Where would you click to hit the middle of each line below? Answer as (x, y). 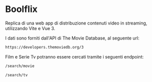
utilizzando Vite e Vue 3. (30, 28)
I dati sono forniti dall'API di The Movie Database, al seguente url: (72, 38)
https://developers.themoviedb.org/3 (44, 47)
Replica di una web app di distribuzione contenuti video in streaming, (76, 23)
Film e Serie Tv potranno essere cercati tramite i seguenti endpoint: (74, 56)
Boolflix (21, 9)
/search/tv (16, 75)
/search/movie (20, 66)
